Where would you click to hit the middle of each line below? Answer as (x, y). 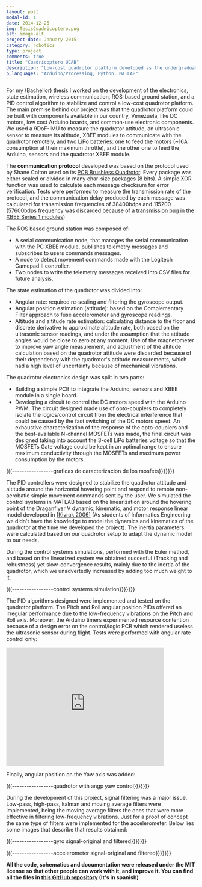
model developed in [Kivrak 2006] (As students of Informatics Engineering (98, 515)
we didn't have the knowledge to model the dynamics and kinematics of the (100, 521)
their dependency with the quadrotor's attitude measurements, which (101, 360)
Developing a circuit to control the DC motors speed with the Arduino (100, 402)
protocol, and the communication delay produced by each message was (96, 198)
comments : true (25, 57)
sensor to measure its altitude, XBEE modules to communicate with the (94, 135)
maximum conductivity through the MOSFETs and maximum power (98, 453)
